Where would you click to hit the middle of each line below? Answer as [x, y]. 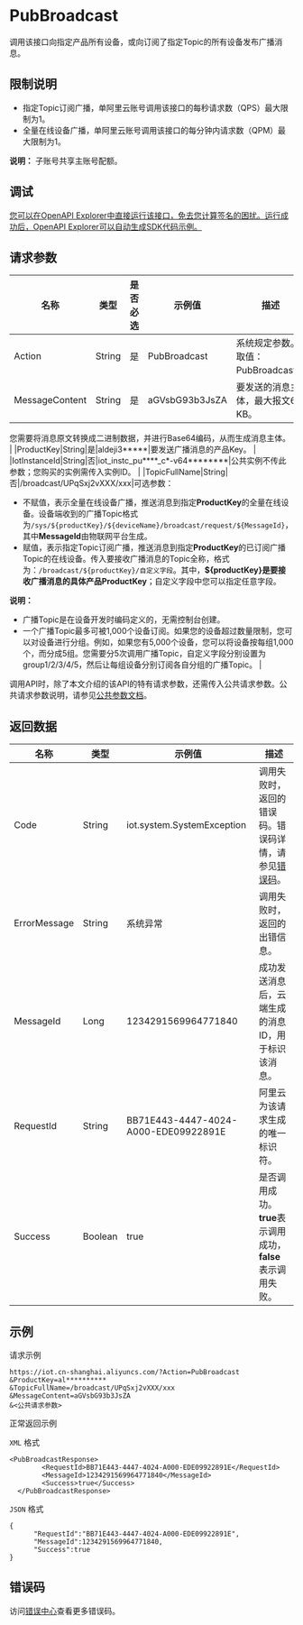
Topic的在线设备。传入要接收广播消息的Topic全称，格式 [126, 559]
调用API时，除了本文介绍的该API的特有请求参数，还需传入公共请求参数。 [144, 684]
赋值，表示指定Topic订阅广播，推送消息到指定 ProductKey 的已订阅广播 [154, 547]
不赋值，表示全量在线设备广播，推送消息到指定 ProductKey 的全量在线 [151, 502]
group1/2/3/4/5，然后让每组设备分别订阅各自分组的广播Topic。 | [142, 665]
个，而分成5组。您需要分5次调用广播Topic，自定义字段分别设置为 [144, 654]
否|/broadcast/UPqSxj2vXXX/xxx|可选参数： [92, 483]
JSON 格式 [27, 1509]
